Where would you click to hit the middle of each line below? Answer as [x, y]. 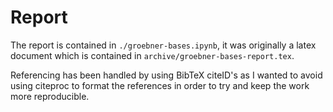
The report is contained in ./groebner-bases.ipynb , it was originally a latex [163, 45]
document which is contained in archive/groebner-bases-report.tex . [152, 55]
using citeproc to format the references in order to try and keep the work [160, 85]
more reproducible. [50, 96]
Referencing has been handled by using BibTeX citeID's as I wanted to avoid [166, 75]
